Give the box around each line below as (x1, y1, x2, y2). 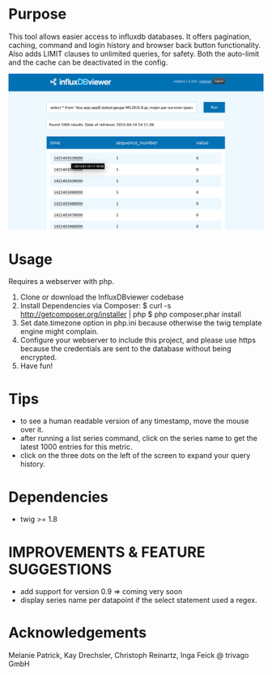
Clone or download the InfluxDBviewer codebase (19, 292, 185, 302)
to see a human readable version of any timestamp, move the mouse (19, 416, 249, 426)
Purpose (8, 5, 67, 23)
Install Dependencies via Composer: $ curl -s (19, 301, 172, 311)
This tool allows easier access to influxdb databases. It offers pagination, (8, 32, 252, 41)
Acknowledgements (8, 624, 147, 642)
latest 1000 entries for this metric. (19, 442, 133, 452)
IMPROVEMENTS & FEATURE (8, 543, 206, 561)
